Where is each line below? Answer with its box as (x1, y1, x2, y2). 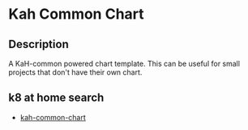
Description (8, 37, 69, 51)
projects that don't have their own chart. (8, 67, 143, 77)
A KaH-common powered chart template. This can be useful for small (8, 58, 241, 68)
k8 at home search (8, 91, 105, 105)
